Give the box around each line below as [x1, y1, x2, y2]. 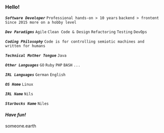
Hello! [5, 3, 20, 10]
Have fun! [5, 112, 26, 118]
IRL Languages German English [5, 72, 66, 77]
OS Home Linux [5, 82, 33, 87]
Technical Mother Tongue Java [5, 53, 67, 58]
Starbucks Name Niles [5, 101, 49, 106]
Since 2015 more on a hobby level [5, 20, 77, 25]
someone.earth [5, 123, 36, 129]
